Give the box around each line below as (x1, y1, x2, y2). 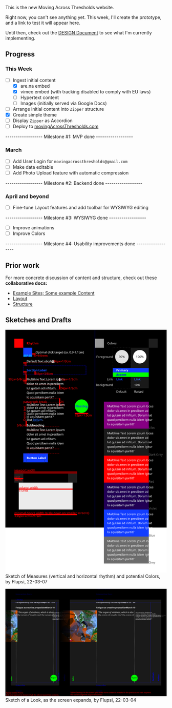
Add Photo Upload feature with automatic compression (12, 169, 129, 176)
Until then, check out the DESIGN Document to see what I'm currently (5, 30, 152, 35)
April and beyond (5, 192, 49, 200)
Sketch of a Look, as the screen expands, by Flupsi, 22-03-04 (5, 697, 137, 703)
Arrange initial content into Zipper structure (12, 106, 104, 112)
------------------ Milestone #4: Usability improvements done (5, 241, 136, 247)
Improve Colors (12, 230, 46, 237)
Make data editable (12, 164, 54, 170)
